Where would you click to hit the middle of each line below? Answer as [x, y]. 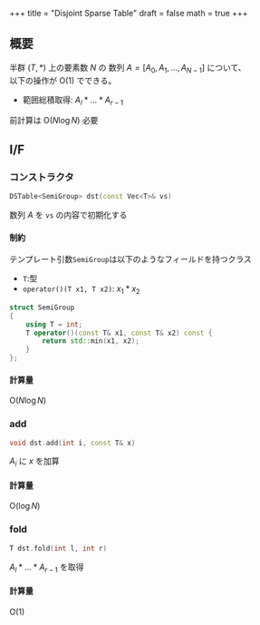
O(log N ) [25, 506]
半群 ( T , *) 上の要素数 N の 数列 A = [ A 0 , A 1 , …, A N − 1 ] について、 [128, 68]
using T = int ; [54, 324]
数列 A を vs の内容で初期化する [68, 215]
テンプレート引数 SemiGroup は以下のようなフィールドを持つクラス [130, 259]
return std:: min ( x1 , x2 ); [91, 341]
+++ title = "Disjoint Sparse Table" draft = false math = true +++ [129, 13]
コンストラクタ [42, 177]
